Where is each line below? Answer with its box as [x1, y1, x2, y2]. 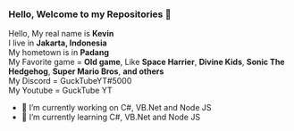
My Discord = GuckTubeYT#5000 [8, 76, 132, 86]
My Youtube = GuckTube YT [8, 85, 113, 96]
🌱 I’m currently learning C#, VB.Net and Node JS [21, 111, 201, 123]
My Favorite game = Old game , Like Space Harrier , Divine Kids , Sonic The [8, 57, 285, 68]
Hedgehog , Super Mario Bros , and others [8, 66, 164, 77]
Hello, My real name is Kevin [8, 29, 114, 39]
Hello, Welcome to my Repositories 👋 [8, 8, 172, 20]
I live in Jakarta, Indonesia [8, 37, 108, 48]
